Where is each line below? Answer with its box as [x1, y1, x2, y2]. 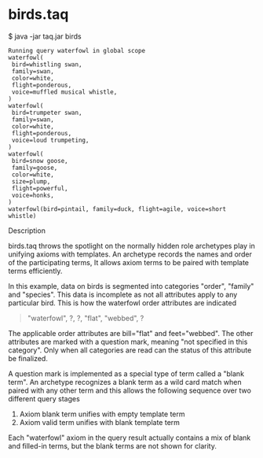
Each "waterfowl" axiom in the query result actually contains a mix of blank [8, 433, 251, 442]
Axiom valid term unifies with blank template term [19, 417, 181, 427]
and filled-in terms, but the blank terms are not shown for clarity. [8, 441, 217, 450]
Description [8, 226, 46, 235]
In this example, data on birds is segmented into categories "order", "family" [8, 281, 254, 290]
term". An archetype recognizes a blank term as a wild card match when [8, 377, 242, 386]
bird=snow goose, [11, 157, 68, 164]
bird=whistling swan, [11, 61, 82, 68]
